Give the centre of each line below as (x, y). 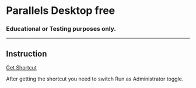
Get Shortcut (21, 68)
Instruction (27, 54)
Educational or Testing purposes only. (61, 29)
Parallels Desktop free (61, 11)
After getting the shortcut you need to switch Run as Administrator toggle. (95, 79)
